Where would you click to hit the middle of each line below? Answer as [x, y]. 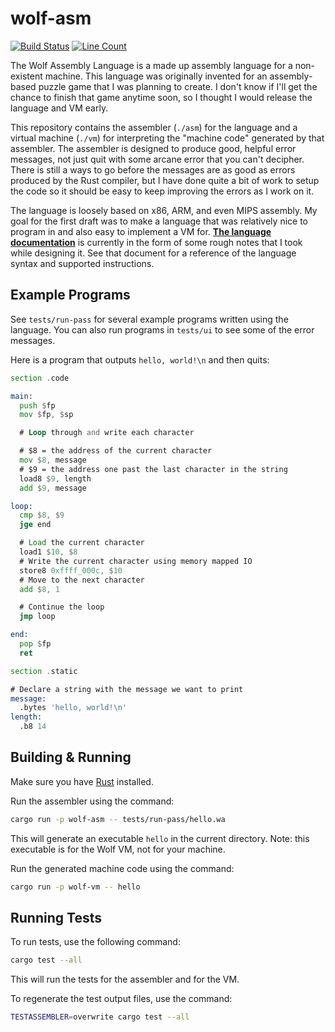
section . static [44, 671]
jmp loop [37, 617]
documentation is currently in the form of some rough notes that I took [156, 242]
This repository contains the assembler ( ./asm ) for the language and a [154, 127]
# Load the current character [82, 543]
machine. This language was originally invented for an [156, 76]
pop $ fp [35, 644]
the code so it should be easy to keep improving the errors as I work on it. [162, 191]
